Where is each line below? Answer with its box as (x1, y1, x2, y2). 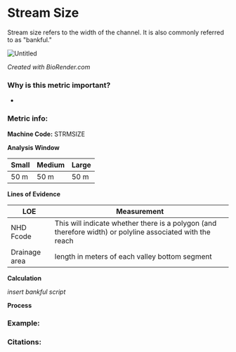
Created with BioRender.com (7, 62, 91, 71)
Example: (7, 318, 40, 328)
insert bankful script (7, 287, 66, 296)
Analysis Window (7, 143, 60, 151)
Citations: (7, 337, 42, 347)
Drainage (11, 247, 41, 257)
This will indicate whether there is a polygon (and (54, 218, 217, 228)
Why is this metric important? (7, 80, 111, 90)
